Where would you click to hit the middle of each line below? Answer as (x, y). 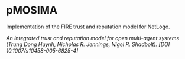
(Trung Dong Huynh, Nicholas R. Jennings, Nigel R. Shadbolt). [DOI (88, 44)
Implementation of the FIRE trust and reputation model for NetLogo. (88, 27)
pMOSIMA (32, 10)
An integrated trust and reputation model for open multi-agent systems (93, 38)
